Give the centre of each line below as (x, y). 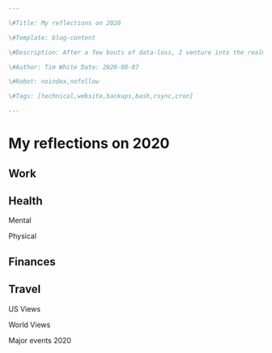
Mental (20, 221)
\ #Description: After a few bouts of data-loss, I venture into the (126, 52)
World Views (30, 325)
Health (25, 201)
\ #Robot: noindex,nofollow (54, 82)
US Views (25, 308)
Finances (32, 262)
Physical (23, 236)
